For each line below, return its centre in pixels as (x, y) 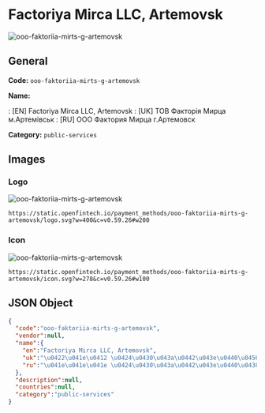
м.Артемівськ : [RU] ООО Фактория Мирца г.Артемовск (102, 119)
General (28, 61)
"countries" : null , (46, 387)
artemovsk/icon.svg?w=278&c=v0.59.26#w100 (79, 279)
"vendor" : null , (40, 336)
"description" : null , (49, 380)
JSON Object (41, 303)
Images (27, 160)
